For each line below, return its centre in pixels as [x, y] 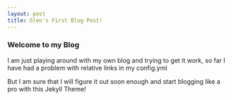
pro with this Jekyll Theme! [47, 89]
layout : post [27, 14]
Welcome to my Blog [43, 45]
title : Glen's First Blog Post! [55, 20]
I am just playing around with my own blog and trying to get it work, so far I [116, 60]
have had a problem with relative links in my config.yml [87, 68]
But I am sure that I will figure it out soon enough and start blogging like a [114, 81]
